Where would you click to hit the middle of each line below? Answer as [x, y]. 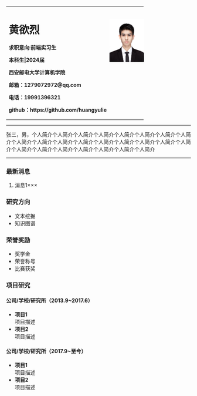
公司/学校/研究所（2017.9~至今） [46, 351]
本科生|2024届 [27, 60]
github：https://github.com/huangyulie [58, 110]
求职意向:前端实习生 [33, 47]
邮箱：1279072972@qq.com [45, 85]
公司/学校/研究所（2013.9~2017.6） [50, 300]
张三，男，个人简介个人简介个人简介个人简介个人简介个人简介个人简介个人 [96, 135]
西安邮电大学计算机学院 [37, 72]
